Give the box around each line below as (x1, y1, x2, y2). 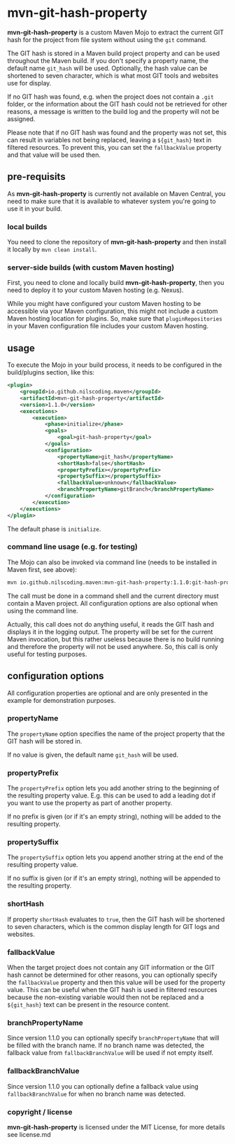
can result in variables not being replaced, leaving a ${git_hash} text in (7, 135, 212, 144)
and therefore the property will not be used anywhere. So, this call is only (7, 642, 218, 650)
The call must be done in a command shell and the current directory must (7, 592, 219, 600)
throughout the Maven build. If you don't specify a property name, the (7, 56, 208, 64)
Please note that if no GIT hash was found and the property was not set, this (7, 128, 227, 137)
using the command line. (7, 606, 78, 615)
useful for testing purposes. (7, 650, 87, 658)
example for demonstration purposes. (7, 696, 116, 704)
